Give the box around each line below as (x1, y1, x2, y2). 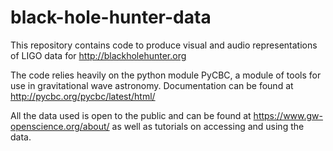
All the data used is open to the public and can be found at (10, 109, 252, 121)
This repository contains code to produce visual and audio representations (10, 39, 318, 51)
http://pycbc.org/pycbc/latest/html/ (10, 90, 156, 102)
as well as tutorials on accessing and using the (111, 120, 305, 132)
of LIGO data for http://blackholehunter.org (10, 49, 187, 61)
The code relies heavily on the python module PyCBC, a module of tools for (10, 69, 322, 81)
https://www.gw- (253, 109, 323, 121)
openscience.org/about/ (10, 120, 110, 132)
